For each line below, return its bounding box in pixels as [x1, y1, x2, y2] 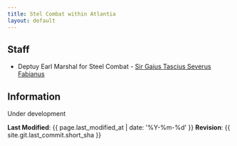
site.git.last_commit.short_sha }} [7, 131, 102, 140]
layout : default [7, 17, 56, 24]
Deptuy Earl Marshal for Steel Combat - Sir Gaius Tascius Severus [17, 62, 211, 71]
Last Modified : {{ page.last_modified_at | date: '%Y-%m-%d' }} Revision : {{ [7, 123, 231, 132]
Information [7, 90, 61, 103]
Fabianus [17, 70, 45, 78]
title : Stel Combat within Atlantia [7, 10, 116, 18]
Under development [7, 110, 66, 118]
